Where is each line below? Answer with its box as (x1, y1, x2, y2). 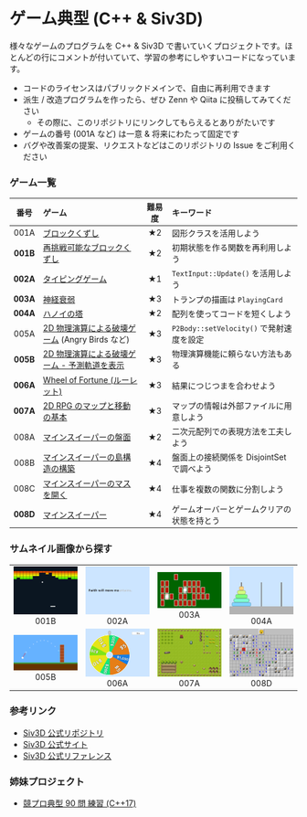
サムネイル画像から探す (9, 543, 112, 556)
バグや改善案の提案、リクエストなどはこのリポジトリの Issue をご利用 (22, 139, 288, 151)
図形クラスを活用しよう (172, 228, 260, 239)
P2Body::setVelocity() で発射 (172, 323, 285, 334)
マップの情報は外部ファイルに (172, 399, 285, 411)
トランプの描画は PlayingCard (172, 293, 283, 304)
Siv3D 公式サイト (22, 738, 89, 749)
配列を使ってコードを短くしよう (172, 308, 292, 319)
